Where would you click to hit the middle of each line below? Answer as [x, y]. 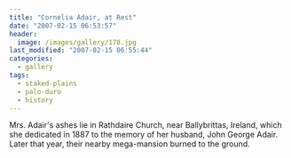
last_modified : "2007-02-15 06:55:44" [81, 51]
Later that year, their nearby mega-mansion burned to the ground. [130, 144]
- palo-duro [39, 91]
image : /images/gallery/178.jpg [77, 42]
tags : [19, 75]
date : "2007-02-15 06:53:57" [63, 26]
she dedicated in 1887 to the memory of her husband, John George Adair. [144, 135]
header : [24, 34]
